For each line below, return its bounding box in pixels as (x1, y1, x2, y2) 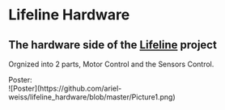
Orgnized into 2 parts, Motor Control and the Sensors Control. (8, 59, 214, 69)
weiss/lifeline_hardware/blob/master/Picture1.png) (8, 92, 176, 102)
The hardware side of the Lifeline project (8, 38, 217, 52)
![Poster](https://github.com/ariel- (8, 83, 122, 93)
